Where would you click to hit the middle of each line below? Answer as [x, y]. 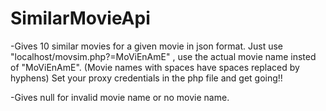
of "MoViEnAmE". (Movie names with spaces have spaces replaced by [155, 67]
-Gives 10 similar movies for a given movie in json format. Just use [147, 46]
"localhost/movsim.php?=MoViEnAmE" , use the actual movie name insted [163, 56]
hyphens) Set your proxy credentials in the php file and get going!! [146, 78]
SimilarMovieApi [80, 18]
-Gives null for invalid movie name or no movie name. [120, 97]
